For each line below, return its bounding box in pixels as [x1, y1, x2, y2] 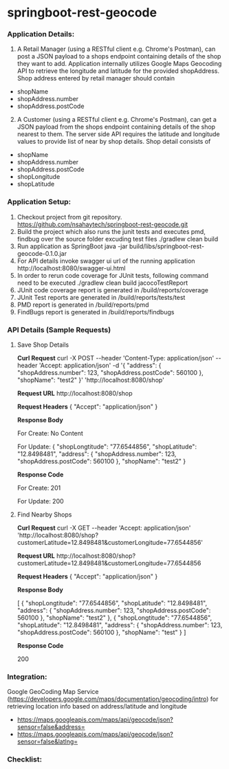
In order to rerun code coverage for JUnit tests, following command [17, 271, 208, 279]
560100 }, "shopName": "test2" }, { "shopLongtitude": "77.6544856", [17, 614, 212, 622]
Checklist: [7, 755, 43, 764]
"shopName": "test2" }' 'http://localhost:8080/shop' [17, 376, 165, 384]
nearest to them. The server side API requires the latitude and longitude [17, 130, 220, 138]
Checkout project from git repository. [17, 213, 122, 221]
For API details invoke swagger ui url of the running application [17, 257, 195, 265]
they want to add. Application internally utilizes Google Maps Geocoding [17, 60, 222, 68]
